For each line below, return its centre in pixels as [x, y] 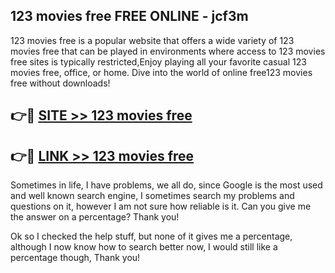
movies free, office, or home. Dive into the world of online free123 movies [161, 72]
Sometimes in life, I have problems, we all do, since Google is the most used [166, 185]
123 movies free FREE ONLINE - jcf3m [129, 16]
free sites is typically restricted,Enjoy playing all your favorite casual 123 [158, 61]
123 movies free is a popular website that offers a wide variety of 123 [152, 40]
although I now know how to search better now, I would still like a [144, 247]
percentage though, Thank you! [75, 258]
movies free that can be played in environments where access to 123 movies [168, 51]
